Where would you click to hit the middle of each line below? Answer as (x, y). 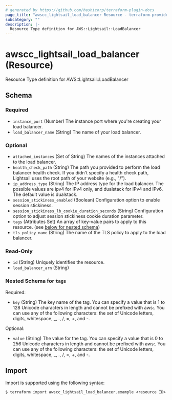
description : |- (23, 24)
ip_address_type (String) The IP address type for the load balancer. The (88, 184)
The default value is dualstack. (45, 194)
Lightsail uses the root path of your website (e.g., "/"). (69, 178)
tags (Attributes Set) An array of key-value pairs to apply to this (80, 222)
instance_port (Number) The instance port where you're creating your (87, 121)
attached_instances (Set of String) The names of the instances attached (89, 157)
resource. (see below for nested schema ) (56, 227)
